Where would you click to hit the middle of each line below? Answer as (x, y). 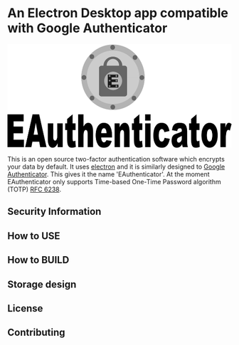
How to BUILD (38, 260)
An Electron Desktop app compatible (118, 13)
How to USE (34, 236)
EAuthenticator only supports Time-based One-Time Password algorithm (115, 181)
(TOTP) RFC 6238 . (34, 189)
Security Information (54, 212)
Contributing (36, 333)
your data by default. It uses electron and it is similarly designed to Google (116, 166)
